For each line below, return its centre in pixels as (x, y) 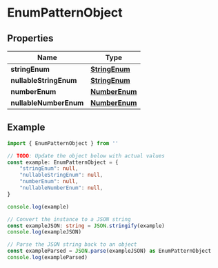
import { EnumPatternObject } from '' (63, 143)
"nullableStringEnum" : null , (61, 175)
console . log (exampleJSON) (44, 232)
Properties (30, 38)
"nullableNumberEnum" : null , (61, 188)
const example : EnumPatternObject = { (63, 162)
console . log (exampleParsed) (48, 258)
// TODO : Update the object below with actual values (86, 156)
